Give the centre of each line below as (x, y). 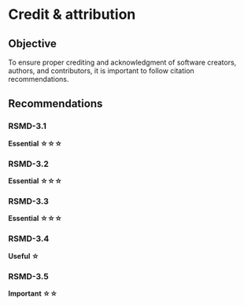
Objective (33, 44)
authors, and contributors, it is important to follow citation (101, 71)
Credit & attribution (72, 15)
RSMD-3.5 (28, 276)
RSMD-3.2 (29, 164)
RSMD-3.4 (29, 239)
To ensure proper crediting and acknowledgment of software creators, (122, 62)
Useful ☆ (24, 256)
